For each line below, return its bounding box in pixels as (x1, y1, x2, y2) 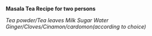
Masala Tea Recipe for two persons (5, 5, 96, 12)
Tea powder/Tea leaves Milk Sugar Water (5, 17, 109, 23)
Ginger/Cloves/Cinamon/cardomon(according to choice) (5, 23, 147, 30)
